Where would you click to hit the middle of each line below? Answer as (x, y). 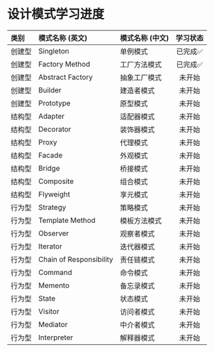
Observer (54, 233)
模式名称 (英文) (63, 37)
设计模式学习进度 (56, 14)
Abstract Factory (66, 77)
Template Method (67, 220)
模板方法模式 (141, 221)
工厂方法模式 (141, 65)
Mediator (53, 324)
